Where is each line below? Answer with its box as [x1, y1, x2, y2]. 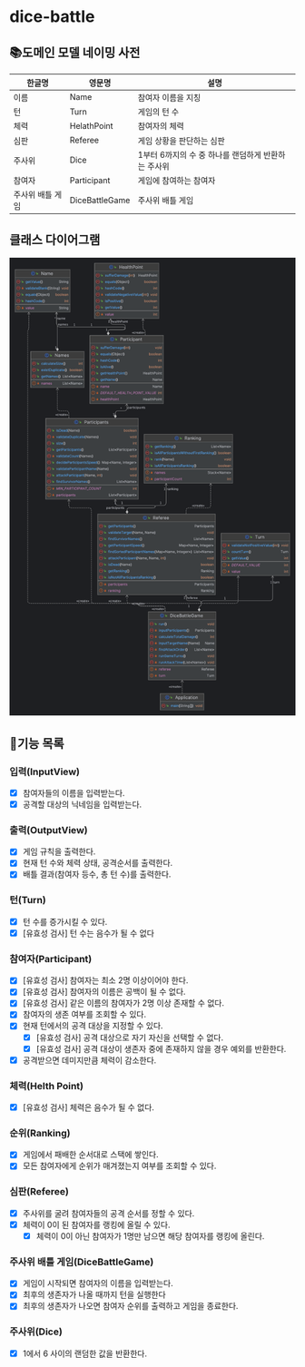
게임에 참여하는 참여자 [137, 175, 216, 185]
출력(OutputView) [9, 823, 88, 836]
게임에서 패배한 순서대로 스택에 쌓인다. [22, 1149, 159, 1160]
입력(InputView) [9, 765, 80, 778]
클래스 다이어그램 [9, 232, 101, 248]
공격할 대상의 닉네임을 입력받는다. [22, 799, 143, 810]
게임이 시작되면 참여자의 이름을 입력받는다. [22, 1278, 174, 1289]
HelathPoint [69, 120, 113, 131]
